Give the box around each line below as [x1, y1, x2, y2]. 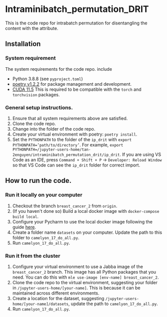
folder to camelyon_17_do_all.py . [12, 234, 80, 240]
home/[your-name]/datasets [12, 302, 69, 307]
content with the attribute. [5, 25, 58, 31]
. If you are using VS [119, 151, 161, 158]
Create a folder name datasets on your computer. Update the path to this [12, 229, 163, 235]
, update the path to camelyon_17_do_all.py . [68, 301, 159, 307]
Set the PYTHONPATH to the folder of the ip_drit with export [12, 136, 132, 143]
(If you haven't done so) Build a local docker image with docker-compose [12, 208, 160, 214]
